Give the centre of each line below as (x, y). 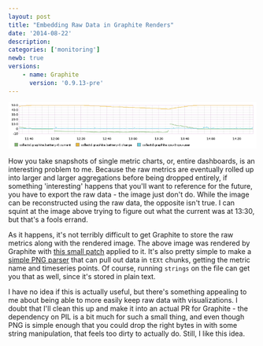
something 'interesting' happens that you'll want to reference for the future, (131, 186)
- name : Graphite (51, 75)
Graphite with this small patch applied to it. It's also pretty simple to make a (130, 252)
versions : (24, 67)
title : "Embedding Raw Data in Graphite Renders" (91, 25)
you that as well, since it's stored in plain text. (82, 277)
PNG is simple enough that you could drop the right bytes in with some (123, 326)
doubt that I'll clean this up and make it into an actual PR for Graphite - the (128, 309)
